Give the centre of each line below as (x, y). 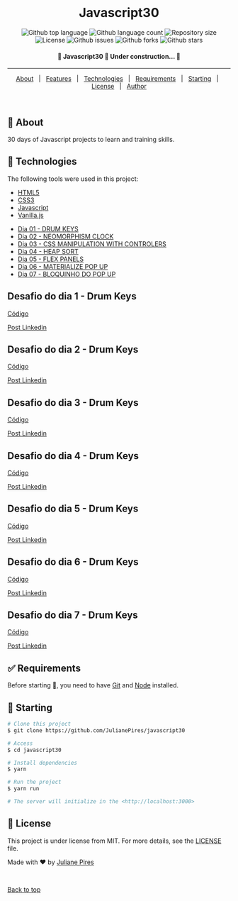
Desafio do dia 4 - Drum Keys (73, 456)
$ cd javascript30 (34, 750)
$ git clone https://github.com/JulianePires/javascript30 (96, 730)
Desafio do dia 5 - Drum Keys (73, 509)
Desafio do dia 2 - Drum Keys (73, 349)
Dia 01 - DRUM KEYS (48, 228)
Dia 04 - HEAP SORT (48, 251)
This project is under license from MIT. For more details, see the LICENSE (114, 841)
